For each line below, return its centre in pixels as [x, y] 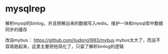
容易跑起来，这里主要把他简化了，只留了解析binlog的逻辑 [65, 46]
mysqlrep [25, 9]
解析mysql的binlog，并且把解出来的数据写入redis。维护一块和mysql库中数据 [84, 23]
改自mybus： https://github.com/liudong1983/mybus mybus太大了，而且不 [83, 40]
